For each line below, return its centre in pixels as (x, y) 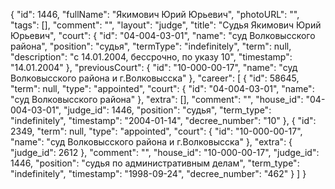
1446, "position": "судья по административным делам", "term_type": (155, 163)
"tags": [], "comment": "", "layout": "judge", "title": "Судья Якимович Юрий (166, 25)
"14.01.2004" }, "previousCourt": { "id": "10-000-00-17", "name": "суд (154, 67)
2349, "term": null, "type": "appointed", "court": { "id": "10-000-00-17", (156, 131)
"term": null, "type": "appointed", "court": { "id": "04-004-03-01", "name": (162, 88)
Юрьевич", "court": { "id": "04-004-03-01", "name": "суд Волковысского (163, 35)
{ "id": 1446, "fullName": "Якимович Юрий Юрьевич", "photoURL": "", (155, 14)
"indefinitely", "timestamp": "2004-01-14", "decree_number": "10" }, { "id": (163, 120)
